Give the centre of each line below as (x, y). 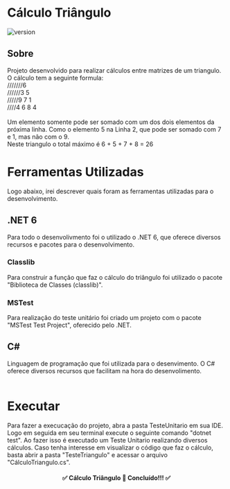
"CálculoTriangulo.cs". (39, 462)
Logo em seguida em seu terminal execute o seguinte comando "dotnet (109, 433)
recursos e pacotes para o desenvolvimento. (71, 244)
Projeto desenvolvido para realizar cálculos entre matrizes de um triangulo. (114, 70)
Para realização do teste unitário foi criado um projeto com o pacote (105, 318)
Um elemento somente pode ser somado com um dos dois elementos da (111, 122)
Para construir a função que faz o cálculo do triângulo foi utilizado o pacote (115, 277)
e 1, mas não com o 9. (38, 136)
